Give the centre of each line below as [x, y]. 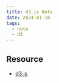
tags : [13, 23]
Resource [25, 59]
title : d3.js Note [29, 12]
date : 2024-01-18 [28, 18]
